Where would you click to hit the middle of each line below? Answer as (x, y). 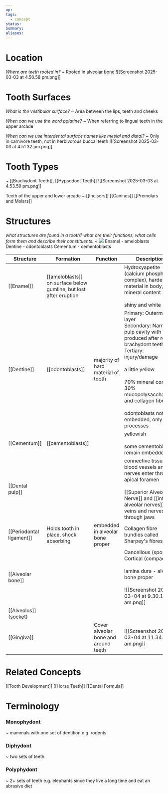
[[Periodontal (24, 532)
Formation (68, 258)
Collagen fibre (141, 528)
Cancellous (138, 552)
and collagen (139, 400)
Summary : (15, 29)
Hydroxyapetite (142, 267)
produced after (142, 338)
